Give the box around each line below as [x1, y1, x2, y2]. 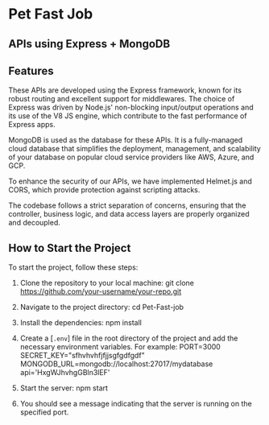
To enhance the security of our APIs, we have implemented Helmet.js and [8, 176, 252, 186]
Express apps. [8, 120, 56, 130]
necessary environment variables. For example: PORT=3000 [19, 342, 221, 352]
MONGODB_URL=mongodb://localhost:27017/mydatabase [19, 359, 213, 369]
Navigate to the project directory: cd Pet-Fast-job [19, 303, 184, 312]
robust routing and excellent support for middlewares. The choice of [8, 94, 235, 104]
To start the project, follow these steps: [8, 262, 139, 272]
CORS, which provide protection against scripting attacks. [8, 185, 201, 195]
